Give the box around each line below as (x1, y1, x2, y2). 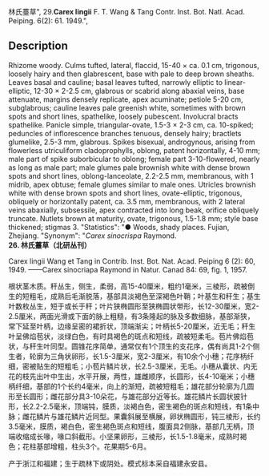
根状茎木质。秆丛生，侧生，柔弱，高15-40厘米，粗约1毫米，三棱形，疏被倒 (8, 281, 255, 291)
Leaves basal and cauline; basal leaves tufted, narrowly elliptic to (8, 77, 223, 87)
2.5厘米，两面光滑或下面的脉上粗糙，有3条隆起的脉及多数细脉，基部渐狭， (8, 311, 255, 321)
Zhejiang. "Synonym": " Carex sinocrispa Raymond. (8, 231, 177, 240)
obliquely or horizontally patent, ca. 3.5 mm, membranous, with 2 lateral (8, 196, 246, 206)
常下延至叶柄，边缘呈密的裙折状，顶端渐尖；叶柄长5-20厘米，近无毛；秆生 (8, 321, 256, 331)
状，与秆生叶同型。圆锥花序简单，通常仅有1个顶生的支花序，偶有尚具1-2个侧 (8, 341, 260, 351)
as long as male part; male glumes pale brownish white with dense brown (8, 163, 251, 172)
